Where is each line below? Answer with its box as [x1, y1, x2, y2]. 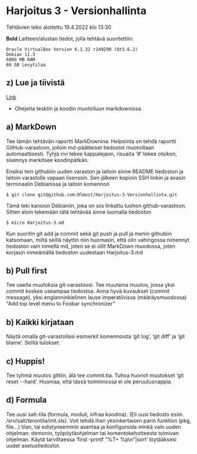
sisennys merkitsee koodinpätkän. [6, 156, 89, 163]
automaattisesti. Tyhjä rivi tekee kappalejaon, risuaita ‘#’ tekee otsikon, [6, 150, 178, 157]
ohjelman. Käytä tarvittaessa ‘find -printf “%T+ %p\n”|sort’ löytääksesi [6, 436, 177, 443]
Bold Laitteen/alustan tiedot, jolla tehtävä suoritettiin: [6, 35, 134, 42]
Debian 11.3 [6, 51, 35, 57]
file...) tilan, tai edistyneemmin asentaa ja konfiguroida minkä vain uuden [6, 423, 181, 430]
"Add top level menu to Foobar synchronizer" [6, 300, 116, 307]
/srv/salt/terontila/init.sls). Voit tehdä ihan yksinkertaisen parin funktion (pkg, [6, 417, 191, 424]
